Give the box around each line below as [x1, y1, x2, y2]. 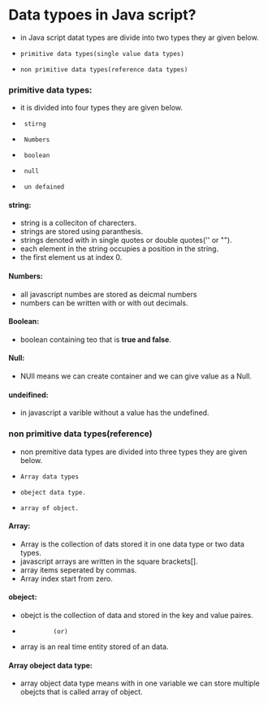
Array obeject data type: [8, 660, 93, 670]
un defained [24, 183, 65, 192]
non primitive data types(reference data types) [19, 65, 188, 74]
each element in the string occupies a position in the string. [19, 244, 219, 253]
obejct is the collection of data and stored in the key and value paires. [19, 610, 253, 620]
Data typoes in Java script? [8, 6, 197, 24]
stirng [24, 120, 46, 128]
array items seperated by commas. [19, 564, 137, 574]
